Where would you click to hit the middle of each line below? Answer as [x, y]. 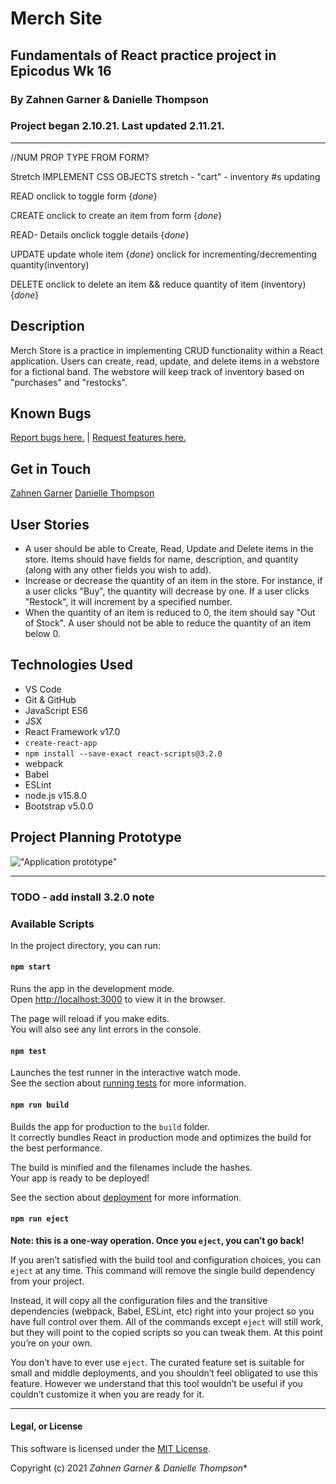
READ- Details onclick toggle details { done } [100, 234]
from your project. [47, 1281]
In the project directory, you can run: [85, 945]
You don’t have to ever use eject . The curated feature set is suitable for [157, 1362]
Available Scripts [52, 924]
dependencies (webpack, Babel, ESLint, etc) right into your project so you [162, 1311]
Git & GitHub [50, 699]
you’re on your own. [51, 1343]
